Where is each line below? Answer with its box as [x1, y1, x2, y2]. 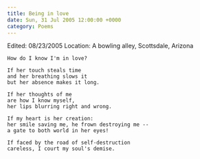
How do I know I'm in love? [7, 55, 88, 62]
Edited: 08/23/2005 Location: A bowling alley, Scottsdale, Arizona [7, 42, 194, 50]
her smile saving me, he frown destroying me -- [7, 121, 149, 128]
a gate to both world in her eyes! [7, 127, 109, 134]
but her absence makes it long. [7, 79, 100, 86]
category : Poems [7, 23, 54, 30]
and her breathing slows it [7, 73, 88, 80]
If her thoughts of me [7, 91, 72, 98]
